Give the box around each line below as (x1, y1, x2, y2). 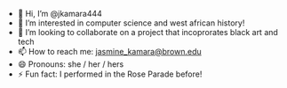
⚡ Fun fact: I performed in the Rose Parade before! (17, 69, 203, 79)
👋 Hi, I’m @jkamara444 (17, 9, 102, 18)
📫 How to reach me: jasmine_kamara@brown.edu (17, 47, 202, 56)
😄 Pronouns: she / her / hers (17, 59, 124, 70)
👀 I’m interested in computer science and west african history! (17, 18, 245, 28)
